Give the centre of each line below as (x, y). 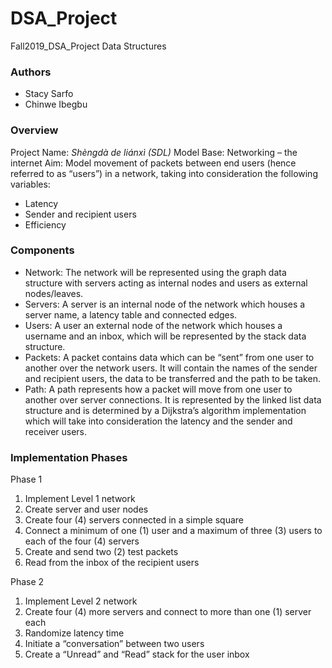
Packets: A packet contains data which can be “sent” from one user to (169, 357)
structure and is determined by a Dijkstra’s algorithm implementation (165, 410)
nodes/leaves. (54, 293)
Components (42, 250)
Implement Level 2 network (81, 601)
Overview (34, 130)
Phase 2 (27, 582)
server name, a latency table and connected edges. (131, 314)
